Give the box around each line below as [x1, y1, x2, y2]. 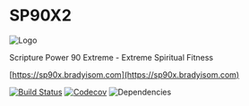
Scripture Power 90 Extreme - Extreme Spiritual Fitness [9, 52, 213, 62]
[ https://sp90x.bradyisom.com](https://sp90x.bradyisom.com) [9, 69, 240, 80]
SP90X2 [9, 5, 72, 26]
